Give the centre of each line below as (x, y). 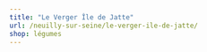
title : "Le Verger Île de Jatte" (72, 17)
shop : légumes (36, 33)
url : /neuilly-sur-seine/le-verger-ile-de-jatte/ (104, 26)
